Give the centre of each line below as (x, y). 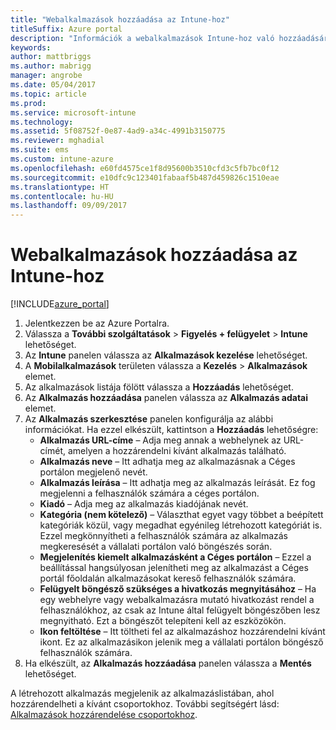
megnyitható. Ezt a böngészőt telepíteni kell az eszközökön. (163, 621)
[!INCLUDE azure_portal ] (60, 304)
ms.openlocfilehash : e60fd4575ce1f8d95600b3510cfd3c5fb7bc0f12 (145, 168)
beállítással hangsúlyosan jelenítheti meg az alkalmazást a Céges (174, 568)
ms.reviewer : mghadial (57, 141)
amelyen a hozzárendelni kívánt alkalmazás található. (177, 451)
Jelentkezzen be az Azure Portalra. (97, 323)
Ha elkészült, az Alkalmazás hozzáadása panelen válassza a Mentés (168, 663)
